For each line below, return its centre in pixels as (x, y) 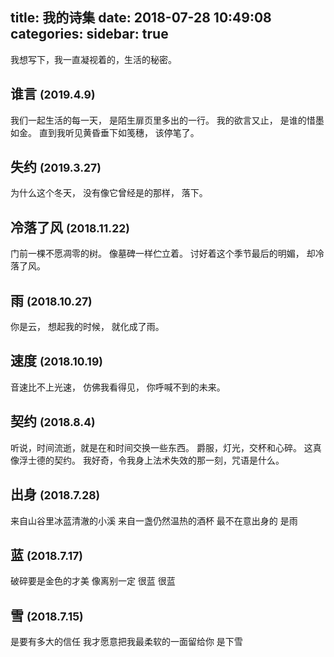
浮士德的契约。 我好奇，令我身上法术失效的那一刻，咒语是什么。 (151, 460)
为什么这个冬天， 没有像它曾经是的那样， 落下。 (109, 193)
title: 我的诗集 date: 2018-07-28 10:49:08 (141, 18)
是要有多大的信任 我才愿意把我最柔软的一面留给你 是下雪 (126, 642)
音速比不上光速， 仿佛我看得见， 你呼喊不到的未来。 (118, 387)
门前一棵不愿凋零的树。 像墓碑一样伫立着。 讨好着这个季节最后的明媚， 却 (163, 254)
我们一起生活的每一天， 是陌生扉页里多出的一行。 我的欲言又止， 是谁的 (158, 120)
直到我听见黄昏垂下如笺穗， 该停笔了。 (119, 132)
